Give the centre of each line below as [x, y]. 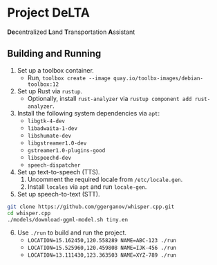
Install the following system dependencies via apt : [88, 113]
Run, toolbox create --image [69, 77]
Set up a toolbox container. [56, 70]
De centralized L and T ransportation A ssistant [71, 32]
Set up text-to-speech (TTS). [58, 172]
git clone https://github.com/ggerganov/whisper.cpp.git [91, 207]
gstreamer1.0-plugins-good [66, 150]
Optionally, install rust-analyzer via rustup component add [110, 98]
